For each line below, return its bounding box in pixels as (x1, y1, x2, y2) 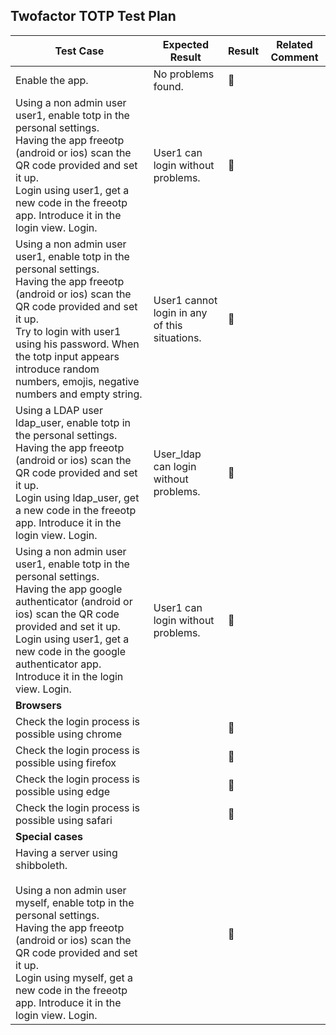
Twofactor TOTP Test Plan (10, 8, 177, 25)
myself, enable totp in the (15, 895, 135, 909)
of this (153, 318, 183, 332)
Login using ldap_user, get (15, 490, 140, 504)
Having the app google (15, 582, 123, 596)
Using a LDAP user (15, 403, 103, 417)
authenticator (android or (15, 594, 133, 608)
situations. (153, 330, 202, 344)
